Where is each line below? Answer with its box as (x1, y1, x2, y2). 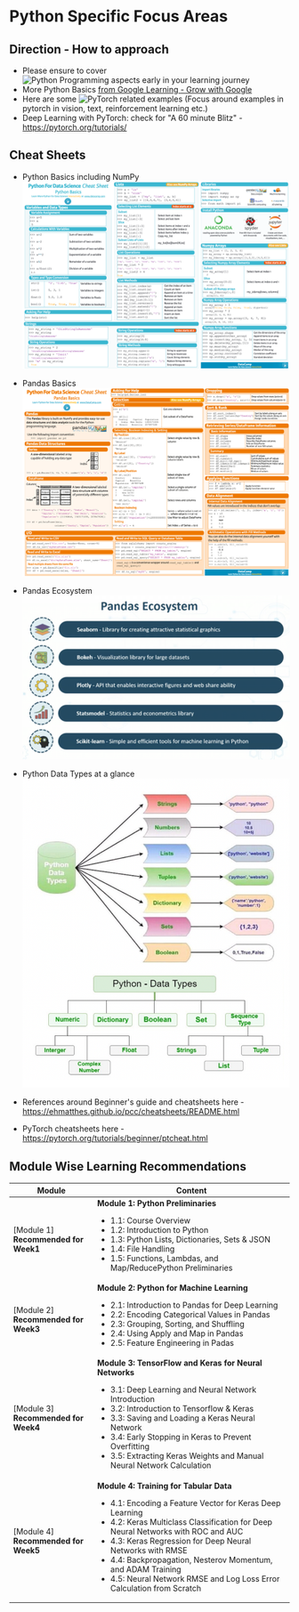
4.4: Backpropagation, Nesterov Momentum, (109, 1554, 273, 1565)
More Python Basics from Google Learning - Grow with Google (21, 85, 253, 94)
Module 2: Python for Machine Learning (97, 1283, 248, 1293)
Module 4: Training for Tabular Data (97, 1480, 232, 1491)
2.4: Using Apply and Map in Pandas (109, 1328, 244, 1339)
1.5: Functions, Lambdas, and (109, 1252, 219, 1263)
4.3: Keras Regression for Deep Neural (109, 1535, 252, 1546)
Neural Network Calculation (109, 1460, 212, 1470)
